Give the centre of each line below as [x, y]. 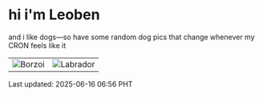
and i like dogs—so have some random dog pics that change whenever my [131, 37]
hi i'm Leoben [54, 15]
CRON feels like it [37, 45]
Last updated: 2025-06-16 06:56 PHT [71, 84]
